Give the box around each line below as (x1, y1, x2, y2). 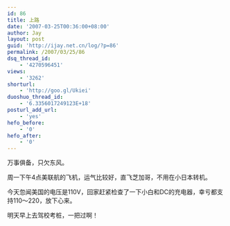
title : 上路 (7, 17, 39, 23)
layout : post (7, 36, 45, 43)
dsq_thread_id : (7, 55, 51, 62)
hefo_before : (7, 119, 45, 126)
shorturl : (7, 81, 36, 88)
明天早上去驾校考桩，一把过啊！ (7, 211, 98, 220)
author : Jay (7, 29, 42, 37)
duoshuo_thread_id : (7, 94, 64, 101)
